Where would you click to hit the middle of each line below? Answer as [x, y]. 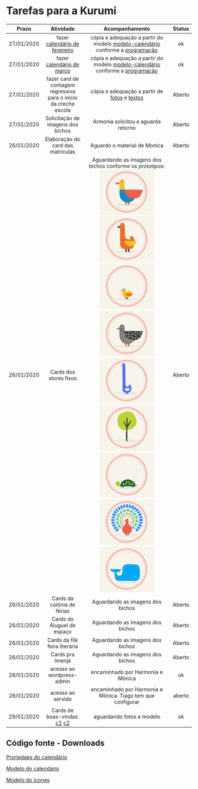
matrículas [62, 151]
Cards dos [62, 372]
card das [63, 145]
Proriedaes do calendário [37, 757]
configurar [127, 702]
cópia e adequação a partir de [127, 91]
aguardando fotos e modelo [127, 717]
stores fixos [63, 378]
